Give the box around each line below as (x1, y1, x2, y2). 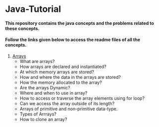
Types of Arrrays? (19, 111, 57, 117)
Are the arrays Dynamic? (19, 84, 70, 90)
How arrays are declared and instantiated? (19, 63, 106, 69)
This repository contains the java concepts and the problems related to (5, 20, 155, 26)
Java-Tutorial (5, 3, 61, 15)
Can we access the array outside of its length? (19, 100, 115, 106)
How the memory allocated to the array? (19, 79, 103, 85)
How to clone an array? (19, 116, 67, 122)
